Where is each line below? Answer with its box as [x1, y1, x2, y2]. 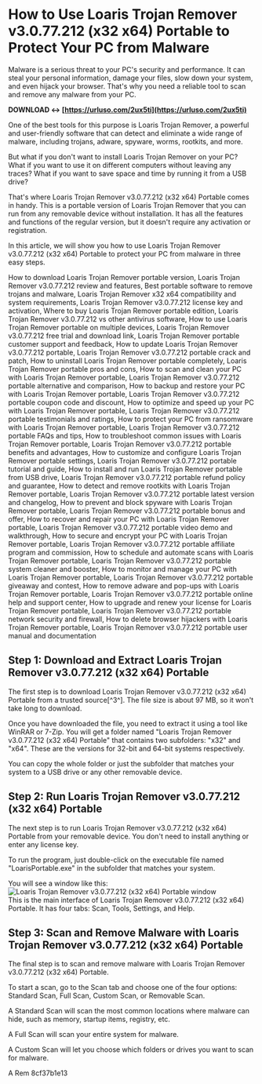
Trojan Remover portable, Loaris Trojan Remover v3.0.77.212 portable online [8, 589, 253, 598]
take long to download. [8, 704, 82, 713]
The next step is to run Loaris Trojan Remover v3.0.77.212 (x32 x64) [8, 823, 227, 832]
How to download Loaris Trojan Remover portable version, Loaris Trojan [8, 272, 241, 282]
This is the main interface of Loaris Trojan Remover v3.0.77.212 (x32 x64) [8, 895, 245, 904]
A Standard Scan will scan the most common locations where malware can [8, 1006, 249, 1016]
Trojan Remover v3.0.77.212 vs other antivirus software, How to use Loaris [8, 314, 248, 323]
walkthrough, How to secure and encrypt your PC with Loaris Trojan [8, 531, 227, 540]
